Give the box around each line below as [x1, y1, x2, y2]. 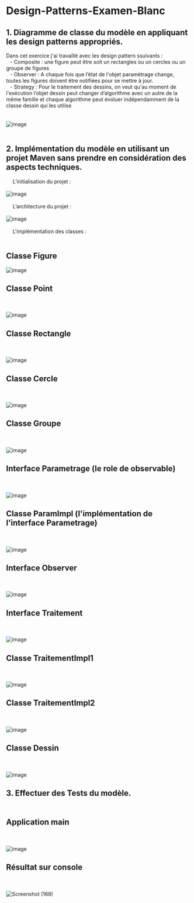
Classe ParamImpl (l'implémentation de [6, 509, 153, 519]
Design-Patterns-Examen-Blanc [6, 4, 165, 18]
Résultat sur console [6, 863, 83, 872]
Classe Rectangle [6, 329, 71, 339]
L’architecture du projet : [12, 202, 72, 209]
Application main [6, 817, 70, 827]
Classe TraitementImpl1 [6, 653, 93, 663]
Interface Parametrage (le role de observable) [6, 464, 176, 474]
